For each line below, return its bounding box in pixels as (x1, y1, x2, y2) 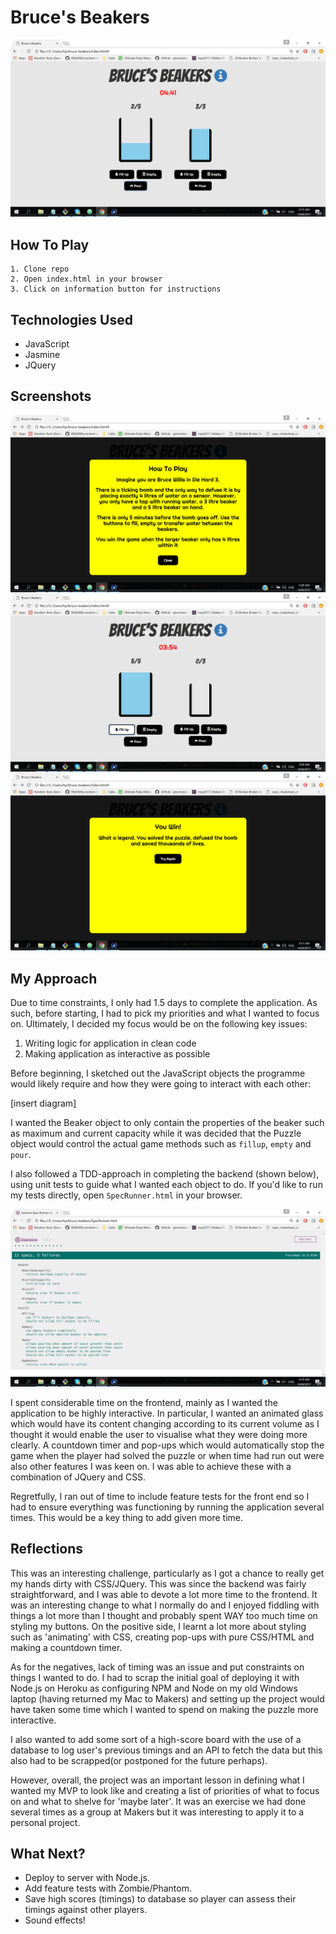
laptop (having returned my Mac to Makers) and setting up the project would (10, 1692, 325, 1705)
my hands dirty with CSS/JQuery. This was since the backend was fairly (10, 1577, 307, 1590)
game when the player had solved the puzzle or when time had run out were (10, 1449, 325, 1461)
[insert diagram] (10, 1097, 77, 1110)
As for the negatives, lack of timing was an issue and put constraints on (10, 1661, 305, 1673)
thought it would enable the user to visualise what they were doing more (10, 1428, 308, 1440)
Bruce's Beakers (10, 6, 150, 29)
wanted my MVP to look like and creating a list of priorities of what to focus (10, 1784, 320, 1796)
